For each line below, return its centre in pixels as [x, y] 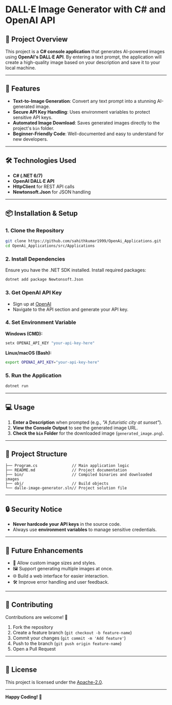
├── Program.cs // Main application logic [67, 466]
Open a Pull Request [34, 649]
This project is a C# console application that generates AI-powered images [85, 51]
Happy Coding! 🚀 [24, 697]
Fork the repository [33, 627]
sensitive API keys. [33, 117]
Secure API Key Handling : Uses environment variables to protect [81, 112]
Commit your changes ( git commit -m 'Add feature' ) [69, 638]
